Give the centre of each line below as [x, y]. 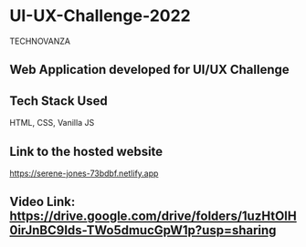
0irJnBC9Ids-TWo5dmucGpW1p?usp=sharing [143, 230]
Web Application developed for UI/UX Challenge [149, 70]
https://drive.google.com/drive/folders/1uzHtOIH [153, 216]
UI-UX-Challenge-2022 [100, 16]
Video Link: [42, 202]
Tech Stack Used [58, 101]
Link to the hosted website [86, 151]
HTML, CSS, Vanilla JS [52, 123]
